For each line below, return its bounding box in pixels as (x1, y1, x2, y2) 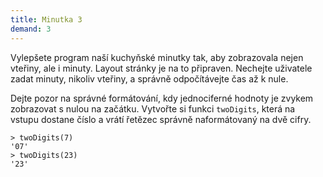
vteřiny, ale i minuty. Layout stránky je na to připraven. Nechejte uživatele (10, 62, 313, 74)
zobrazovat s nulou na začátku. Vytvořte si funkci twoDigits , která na (10, 102, 296, 115)
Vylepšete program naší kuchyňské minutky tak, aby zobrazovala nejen (10, 51, 304, 63)
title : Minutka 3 (10, 14, 83, 25)
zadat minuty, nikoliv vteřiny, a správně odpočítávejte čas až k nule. (10, 72, 289, 85)
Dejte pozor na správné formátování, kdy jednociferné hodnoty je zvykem (10, 92, 314, 104)
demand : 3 (10, 24, 52, 34)
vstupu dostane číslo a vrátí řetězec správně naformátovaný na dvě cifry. (10, 113, 312, 125)
